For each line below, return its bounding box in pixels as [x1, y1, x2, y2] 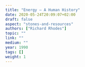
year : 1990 [5, 45, 28, 50]
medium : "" [5, 40, 28, 45]
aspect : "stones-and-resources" [5, 21, 73, 27]
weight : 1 [5, 54, 26, 59]
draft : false [5, 17, 33, 22]
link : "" [5, 36, 24, 41]
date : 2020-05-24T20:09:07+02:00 [5, 12, 76, 17]
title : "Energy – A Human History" [5, 7, 80, 13]
